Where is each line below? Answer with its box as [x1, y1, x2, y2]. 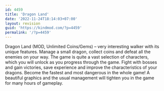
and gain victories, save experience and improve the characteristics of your [5, 64, 158, 70]
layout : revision [5, 21, 41, 26]
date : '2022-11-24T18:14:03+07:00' [5, 16, 78, 21]
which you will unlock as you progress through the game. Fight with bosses [5, 60, 158, 65]
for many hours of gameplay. [5, 80, 64, 86]
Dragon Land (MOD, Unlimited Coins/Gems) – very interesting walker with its [5, 44, 160, 49]
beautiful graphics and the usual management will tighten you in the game [5, 75, 154, 81]
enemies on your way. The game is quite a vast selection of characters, [5, 54, 149, 60]
